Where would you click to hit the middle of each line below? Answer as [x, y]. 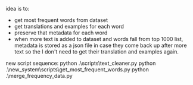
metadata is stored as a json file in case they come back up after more [100, 45]
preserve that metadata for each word [61, 33]
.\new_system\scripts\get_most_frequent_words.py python [77, 70]
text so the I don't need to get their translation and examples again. [96, 52]
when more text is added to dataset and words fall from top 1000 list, [99, 39]
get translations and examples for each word [69, 26]
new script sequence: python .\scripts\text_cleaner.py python [81, 63]
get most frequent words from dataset [61, 20]
